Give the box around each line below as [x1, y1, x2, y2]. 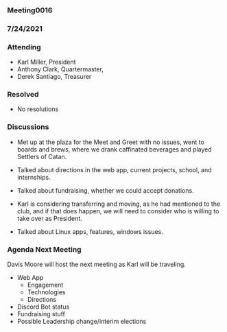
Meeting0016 [7, 5, 53, 15]
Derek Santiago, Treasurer [16, 73, 92, 81]
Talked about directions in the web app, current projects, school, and [16, 165, 212, 174]
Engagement [27, 281, 64, 289]
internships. [16, 173, 51, 181]
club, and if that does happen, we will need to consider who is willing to [16, 206, 219, 215]
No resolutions [16, 105, 59, 113]
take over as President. [16, 214, 82, 222]
